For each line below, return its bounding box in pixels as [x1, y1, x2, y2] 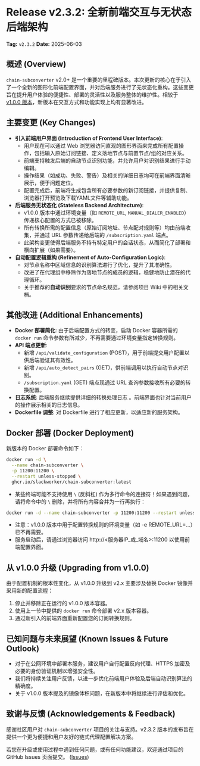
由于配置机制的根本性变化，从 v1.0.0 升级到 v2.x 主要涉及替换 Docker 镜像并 [6, 580, 193, 587]
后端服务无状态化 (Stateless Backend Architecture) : [14, 201, 144, 208]
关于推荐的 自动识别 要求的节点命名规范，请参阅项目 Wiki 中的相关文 [23, 284, 189, 291]
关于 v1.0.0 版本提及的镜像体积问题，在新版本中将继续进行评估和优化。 [14, 690, 189, 697]
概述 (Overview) [6, 59, 67, 69]
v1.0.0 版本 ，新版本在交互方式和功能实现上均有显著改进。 [6, 98, 148, 105]
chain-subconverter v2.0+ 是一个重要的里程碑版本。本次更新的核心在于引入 [6, 76, 192, 83]
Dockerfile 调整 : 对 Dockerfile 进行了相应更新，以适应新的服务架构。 [14, 409, 183, 416]
